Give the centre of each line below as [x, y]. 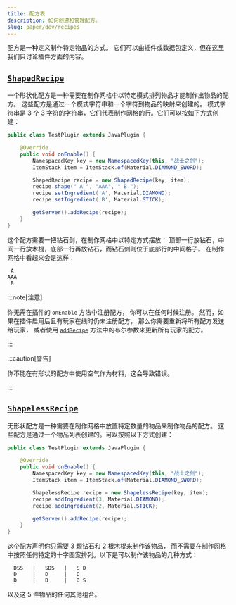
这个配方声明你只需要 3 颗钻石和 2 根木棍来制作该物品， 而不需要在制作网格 [117, 546]
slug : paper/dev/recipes [44, 27]
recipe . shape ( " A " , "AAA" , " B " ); [86, 187]
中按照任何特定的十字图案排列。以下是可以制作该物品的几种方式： [103, 555]
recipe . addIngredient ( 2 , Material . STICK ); [96, 506]
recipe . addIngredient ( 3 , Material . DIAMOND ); [99, 499]
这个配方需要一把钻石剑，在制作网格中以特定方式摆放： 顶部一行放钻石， [113, 239]
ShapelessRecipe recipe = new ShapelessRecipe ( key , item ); [121, 493]
